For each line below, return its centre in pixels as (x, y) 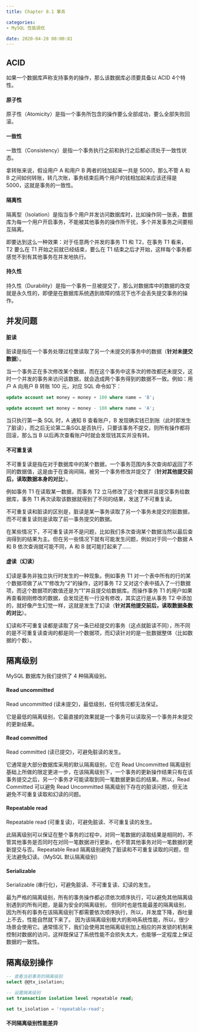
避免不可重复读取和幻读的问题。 (45, 794)
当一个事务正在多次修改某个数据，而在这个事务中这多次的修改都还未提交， (97, 371)
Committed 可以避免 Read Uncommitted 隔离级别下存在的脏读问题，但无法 (97, 786)
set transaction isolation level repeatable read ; (70, 998)
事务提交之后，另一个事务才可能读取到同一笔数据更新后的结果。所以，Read (98, 779)
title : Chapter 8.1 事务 (36, 12)
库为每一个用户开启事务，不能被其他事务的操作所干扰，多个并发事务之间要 (97, 222)
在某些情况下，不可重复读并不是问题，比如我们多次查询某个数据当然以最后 (97, 532)
